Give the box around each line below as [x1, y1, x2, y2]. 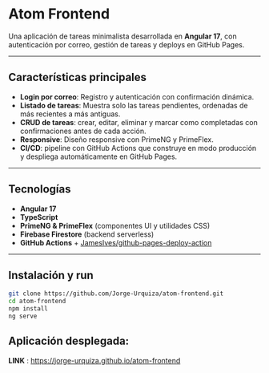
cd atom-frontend [8, 298, 66, 306]
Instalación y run [8, 268, 94, 282]
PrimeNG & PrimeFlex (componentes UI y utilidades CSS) [19, 221, 211, 230]
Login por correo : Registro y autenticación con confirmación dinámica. [19, 91, 255, 101]
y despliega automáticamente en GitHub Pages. [19, 152, 178, 161]
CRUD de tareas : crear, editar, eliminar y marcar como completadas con [19, 117, 258, 127]
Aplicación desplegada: [8, 334, 130, 348]
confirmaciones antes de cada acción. [19, 126, 147, 136]
